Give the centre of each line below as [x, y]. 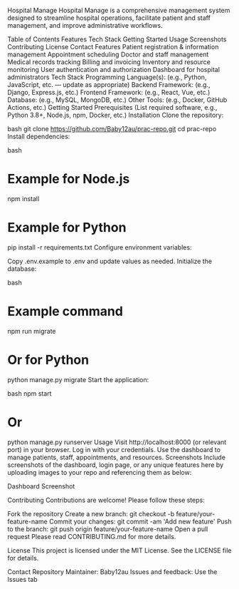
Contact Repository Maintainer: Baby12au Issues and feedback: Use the [112, 572]
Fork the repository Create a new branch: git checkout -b [91, 513]
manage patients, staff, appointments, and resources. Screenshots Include [117, 457]
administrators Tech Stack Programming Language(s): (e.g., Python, [107, 77]
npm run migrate [32, 331]
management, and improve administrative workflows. [85, 25]
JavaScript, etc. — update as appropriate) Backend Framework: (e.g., [109, 84]
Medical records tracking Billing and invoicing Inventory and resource [109, 62]
